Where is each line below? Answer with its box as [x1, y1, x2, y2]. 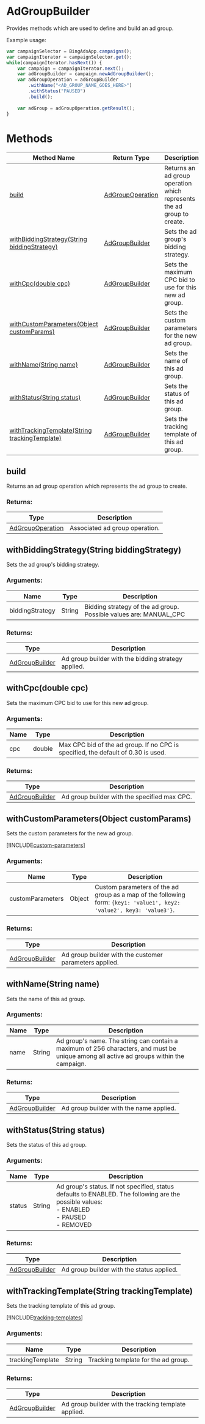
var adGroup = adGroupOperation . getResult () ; [17, 105, 135, 111]
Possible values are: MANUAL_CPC [84, 610, 185, 619]
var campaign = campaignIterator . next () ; [17, 65, 124, 72]
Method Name [32, 154, 75, 162]
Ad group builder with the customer [61, 950, 163, 959]
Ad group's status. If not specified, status [56, 1182, 174, 1191]
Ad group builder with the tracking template [61, 1400, 186, 1408]
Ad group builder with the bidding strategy [61, 654, 183, 663]
